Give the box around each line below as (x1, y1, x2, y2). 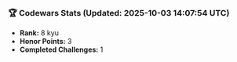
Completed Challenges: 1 (19, 45, 104, 54)
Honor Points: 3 (19, 37, 72, 46)
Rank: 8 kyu (19, 28, 59, 38)
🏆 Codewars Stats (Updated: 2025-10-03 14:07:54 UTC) (8, 7, 230, 18)
